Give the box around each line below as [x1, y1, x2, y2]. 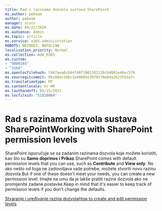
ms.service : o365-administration [5, 39, 73, 44]
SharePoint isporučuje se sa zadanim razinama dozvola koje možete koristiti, [5, 150, 158, 156]
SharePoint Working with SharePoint [5, 124, 153, 135]
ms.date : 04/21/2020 [5, 25, 47, 30]
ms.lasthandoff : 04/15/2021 [5, 88, 62, 93]
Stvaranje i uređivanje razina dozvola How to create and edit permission [5, 196, 147, 202]
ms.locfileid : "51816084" [5, 93, 57, 97]
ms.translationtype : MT [5, 79, 53, 84]
